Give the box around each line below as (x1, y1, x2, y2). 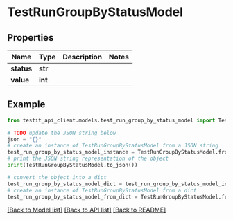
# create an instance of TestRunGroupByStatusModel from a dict (7, 187, 197, 194)
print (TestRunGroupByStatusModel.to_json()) (7, 162, 138, 169)
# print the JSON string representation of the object (7, 155, 169, 163)
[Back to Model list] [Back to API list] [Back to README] (7, 205, 166, 214)
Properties (7, 32, 54, 44)
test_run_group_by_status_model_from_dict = (7, 193, 138, 201)
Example (7, 98, 46, 111)
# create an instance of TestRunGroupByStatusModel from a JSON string (7, 143, 218, 149)
